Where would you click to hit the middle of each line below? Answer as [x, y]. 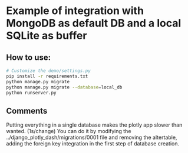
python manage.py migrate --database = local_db [64, 87]
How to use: [29, 57]
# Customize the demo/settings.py [49, 71]
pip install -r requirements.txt [47, 76]
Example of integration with [75, 11]
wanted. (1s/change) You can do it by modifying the [69, 131]
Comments [27, 110]
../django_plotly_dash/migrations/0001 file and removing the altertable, [92, 137]
